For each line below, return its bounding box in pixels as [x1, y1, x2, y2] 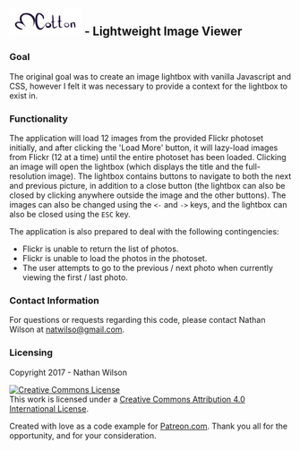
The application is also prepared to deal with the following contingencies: [9, 225, 279, 236]
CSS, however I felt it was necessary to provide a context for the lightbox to [9, 81, 288, 91]
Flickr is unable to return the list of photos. [21, 243, 179, 254]
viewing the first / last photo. [21, 272, 128, 283]
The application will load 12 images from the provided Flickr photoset [9, 132, 264, 143]
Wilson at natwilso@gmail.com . [9, 324, 125, 335]
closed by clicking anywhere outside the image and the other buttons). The [9, 190, 287, 200]
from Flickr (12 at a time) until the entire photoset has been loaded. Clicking [9, 151, 287, 162]
